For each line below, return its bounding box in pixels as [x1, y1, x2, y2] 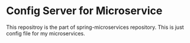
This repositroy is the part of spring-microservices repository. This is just [6, 24, 185, 31]
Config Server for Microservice [6, 4, 163, 18]
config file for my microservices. [6, 29, 86, 37]
